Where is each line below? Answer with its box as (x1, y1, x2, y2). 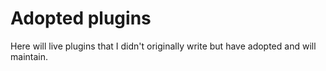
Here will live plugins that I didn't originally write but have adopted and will (10, 40, 317, 52)
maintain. (10, 50, 48, 62)
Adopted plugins (10, 7, 152, 30)
